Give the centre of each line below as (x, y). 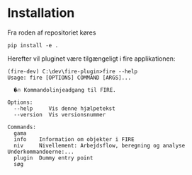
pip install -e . (33, 45)
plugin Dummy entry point (53, 158)
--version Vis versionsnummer (60, 114)
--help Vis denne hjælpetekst (64, 108)
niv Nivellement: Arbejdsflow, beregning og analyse (100, 145)
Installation (41, 13)
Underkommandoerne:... (41, 152)
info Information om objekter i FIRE (74, 139)
